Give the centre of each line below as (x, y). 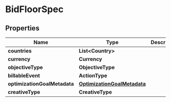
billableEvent (24, 76)
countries (20, 51)
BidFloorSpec (34, 9)
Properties (22, 28)
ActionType (93, 76)
